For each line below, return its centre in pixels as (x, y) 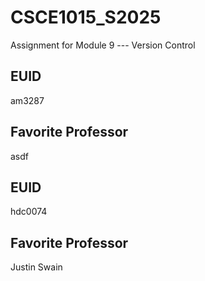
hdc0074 (29, 212)
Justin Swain (36, 267)
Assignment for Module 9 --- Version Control (103, 45)
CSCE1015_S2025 (86, 17)
